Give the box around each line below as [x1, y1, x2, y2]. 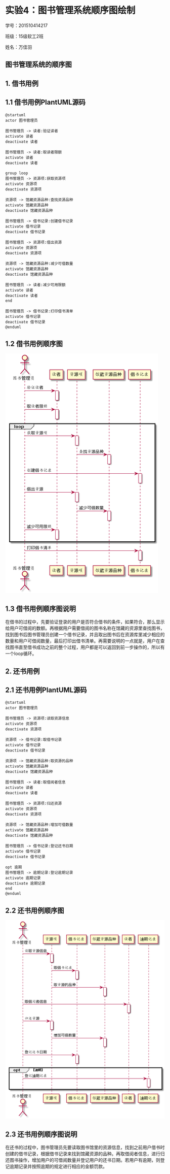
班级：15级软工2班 [5, 33, 44, 39]
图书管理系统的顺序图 [5, 60, 72, 69]
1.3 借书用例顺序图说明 [5, 604, 76, 613]
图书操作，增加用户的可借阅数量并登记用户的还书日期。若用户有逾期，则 [9, 1157, 160, 1163]
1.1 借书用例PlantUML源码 [5, 98, 86, 107]
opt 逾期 [5, 865, 22, 870]
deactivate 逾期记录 [5, 881, 46, 886]
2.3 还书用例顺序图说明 [5, 1130, 77, 1138]
